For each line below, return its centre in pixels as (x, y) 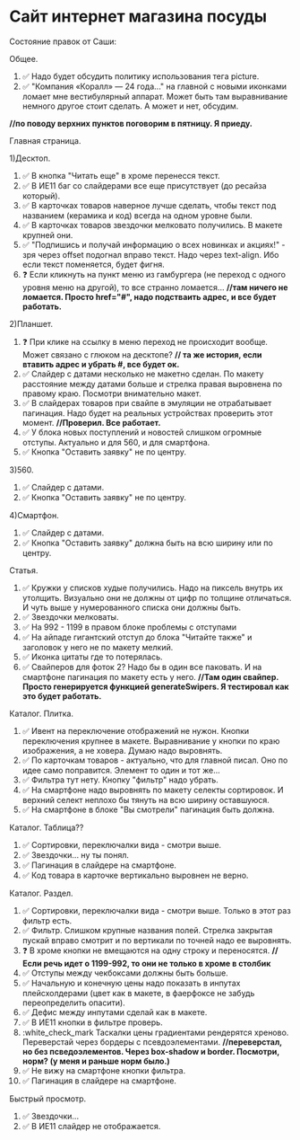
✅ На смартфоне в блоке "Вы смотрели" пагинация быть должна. (148, 809)
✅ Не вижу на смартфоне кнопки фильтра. (104, 1070)
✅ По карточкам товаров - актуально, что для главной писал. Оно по (155, 760)
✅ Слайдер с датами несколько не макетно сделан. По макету (143, 374)
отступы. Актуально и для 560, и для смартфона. (116, 442)
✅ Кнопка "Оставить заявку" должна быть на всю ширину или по (147, 543)
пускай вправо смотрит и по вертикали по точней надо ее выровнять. (157, 940)
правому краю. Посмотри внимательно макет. (111, 393)
